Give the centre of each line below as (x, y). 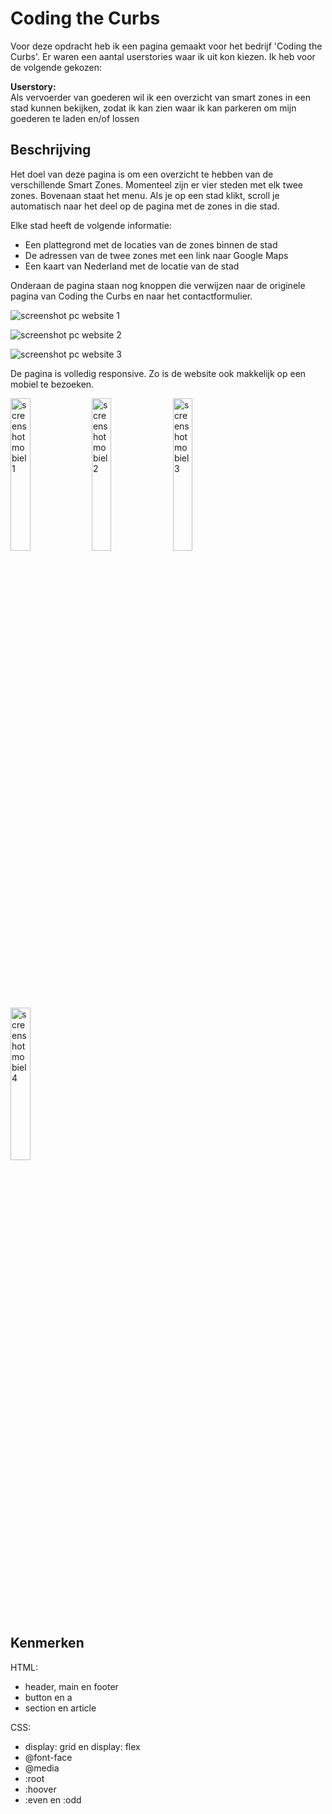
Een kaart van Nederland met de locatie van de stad (132, 266)
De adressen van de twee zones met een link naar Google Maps (156, 255)
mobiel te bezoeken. (52, 384)
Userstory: (33, 86)
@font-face (48, 1757)
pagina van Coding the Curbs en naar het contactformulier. (131, 296)
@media (42, 1768)
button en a (48, 1697)
